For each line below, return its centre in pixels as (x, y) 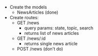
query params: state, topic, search (59, 28)
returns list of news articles (51, 33)
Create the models (28, 7)
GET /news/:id (31, 38)
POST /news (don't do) (40, 49)
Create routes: (24, 17)
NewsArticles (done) (38, 12)
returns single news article (51, 43)
